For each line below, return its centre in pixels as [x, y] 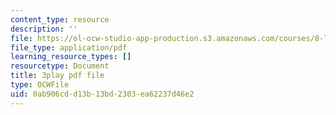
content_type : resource [60, 19]
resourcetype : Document [60, 66]
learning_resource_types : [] [71, 57]
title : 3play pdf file [57, 76]
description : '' [44, 29]
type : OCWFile [40, 85]
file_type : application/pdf [69, 47]
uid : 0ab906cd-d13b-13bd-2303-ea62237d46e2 [102, 94]
